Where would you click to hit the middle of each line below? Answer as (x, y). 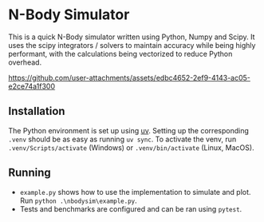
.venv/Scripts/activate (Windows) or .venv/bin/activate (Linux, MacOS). (131, 147)
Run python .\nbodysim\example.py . (78, 200)
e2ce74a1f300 (32, 86)
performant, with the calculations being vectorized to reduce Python (120, 54)
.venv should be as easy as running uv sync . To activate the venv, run (122, 139)
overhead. (25, 62)
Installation (37, 111)
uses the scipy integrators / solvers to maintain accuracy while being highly (132, 45)
